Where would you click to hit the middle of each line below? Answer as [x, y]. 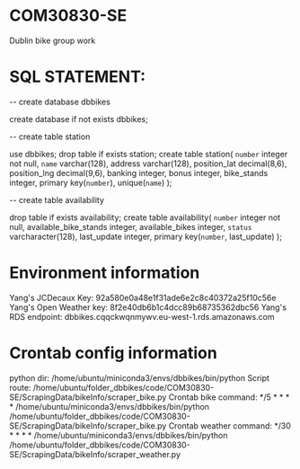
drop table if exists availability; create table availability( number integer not [145, 217]
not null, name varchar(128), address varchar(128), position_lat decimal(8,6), [148, 164]
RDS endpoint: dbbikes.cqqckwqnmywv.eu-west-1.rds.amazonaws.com [142, 316]
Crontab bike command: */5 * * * [229, 397]
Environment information [105, 273]
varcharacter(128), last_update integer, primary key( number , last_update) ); [146, 236]
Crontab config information [113, 353]
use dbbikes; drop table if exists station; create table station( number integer [149, 154]
